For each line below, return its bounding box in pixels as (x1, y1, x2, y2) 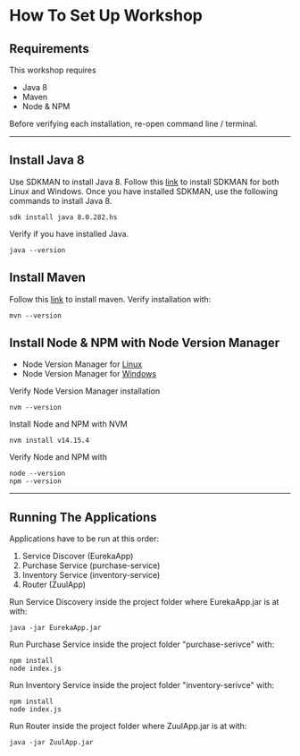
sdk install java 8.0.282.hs (9, 212, 118, 222)
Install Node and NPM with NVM (9, 419, 128, 429)
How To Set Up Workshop (9, 5, 203, 26)
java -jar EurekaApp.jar (9, 624, 102, 633)
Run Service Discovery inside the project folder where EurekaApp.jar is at (9, 597, 279, 607)
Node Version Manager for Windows (21, 369, 157, 379)
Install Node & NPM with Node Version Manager (9, 336, 280, 351)
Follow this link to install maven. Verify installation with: (9, 293, 212, 304)
